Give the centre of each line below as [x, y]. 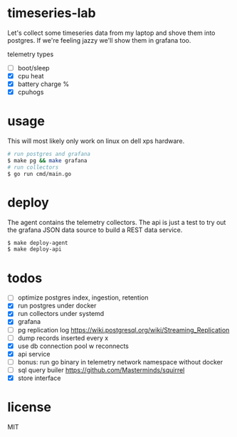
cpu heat [31, 76]
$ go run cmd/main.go [39, 174]
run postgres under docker [57, 306]
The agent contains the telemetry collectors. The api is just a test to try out [117, 222]
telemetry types [31, 54]
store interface [39, 378]
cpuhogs [31, 92]
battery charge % [43, 84]
